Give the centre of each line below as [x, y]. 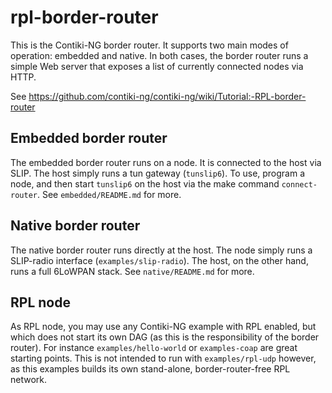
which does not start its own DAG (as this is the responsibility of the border [165, 337]
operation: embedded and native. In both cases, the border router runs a [159, 55]
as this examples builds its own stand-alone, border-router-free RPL [150, 369]
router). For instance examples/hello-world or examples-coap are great [154, 348]
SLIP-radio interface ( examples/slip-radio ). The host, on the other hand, [159, 260]
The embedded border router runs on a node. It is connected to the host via [166, 162]
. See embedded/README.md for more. [109, 194]
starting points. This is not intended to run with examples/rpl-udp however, [163, 358]
